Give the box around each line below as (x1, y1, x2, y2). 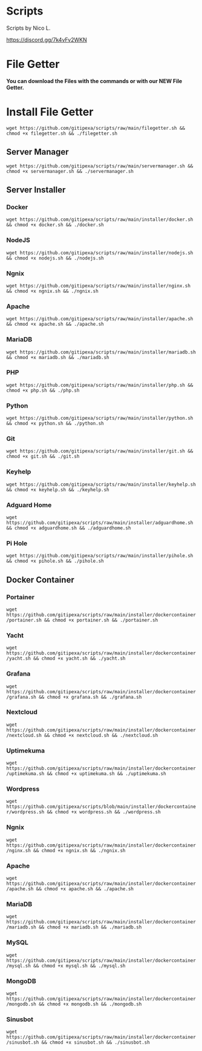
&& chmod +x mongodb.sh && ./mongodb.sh (38, 1001, 142, 1007)
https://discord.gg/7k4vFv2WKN (6, 36, 88, 43)
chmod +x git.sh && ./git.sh (6, 454, 80, 460)
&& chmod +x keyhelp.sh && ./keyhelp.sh (6, 486, 110, 492)
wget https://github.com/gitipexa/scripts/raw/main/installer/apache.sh (6, 316, 194, 322)
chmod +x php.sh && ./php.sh (6, 387, 80, 394)
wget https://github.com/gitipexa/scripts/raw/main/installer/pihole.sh (6, 553, 194, 559)
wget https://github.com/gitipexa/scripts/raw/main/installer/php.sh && (6, 382, 194, 388)
